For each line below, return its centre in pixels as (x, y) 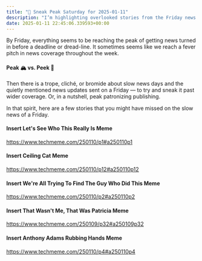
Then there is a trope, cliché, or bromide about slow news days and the (95, 83)
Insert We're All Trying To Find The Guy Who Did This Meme (83, 183)
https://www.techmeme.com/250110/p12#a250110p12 (73, 169)
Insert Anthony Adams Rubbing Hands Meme (64, 238)
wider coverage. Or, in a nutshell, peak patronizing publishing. (83, 96)
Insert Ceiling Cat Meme (37, 156)
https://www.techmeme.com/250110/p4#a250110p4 (71, 251)
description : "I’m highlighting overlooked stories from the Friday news (101, 18)
